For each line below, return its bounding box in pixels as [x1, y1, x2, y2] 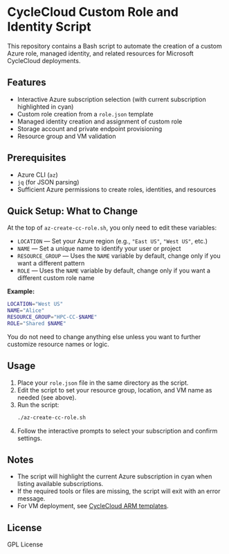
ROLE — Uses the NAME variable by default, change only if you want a [17, 266, 211, 275]
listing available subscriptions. [17, 480, 104, 488]
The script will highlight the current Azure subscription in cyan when [17, 472, 212, 481]
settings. [17, 434, 43, 442]
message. [17, 494, 46, 503]
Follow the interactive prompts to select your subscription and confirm [17, 426, 218, 435]
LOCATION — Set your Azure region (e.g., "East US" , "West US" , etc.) [17, 237, 208, 245]
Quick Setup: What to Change [7, 205, 138, 217]
